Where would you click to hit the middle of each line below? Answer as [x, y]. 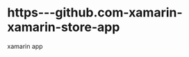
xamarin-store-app [64, 27]
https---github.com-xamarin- [95, 13]
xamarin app [25, 46]
